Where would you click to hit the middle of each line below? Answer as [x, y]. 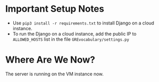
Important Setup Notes [55, 9]
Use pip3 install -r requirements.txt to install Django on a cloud [83, 23]
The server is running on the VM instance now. [54, 74]
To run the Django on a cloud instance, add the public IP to [74, 34]
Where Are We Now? [50, 60]
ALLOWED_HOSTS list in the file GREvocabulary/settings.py [71, 39]
